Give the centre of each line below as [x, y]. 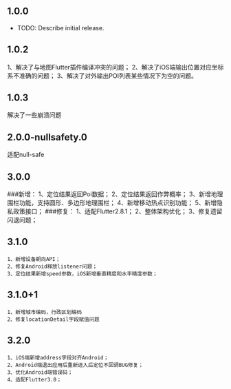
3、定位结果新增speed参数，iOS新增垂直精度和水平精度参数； [82, 274]
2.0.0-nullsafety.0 [47, 137]
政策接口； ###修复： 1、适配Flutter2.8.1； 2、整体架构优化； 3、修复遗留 [118, 211]
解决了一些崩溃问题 [34, 115]
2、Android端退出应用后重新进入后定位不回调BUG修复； [75, 365]
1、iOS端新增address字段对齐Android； [58, 357]
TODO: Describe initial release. [60, 28]
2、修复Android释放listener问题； [52, 266]
